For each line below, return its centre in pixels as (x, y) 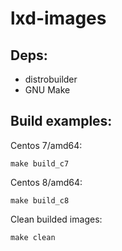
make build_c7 (40, 163)
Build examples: (61, 121)
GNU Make (47, 90)
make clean (33, 237)
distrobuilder (51, 79)
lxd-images (58, 18)
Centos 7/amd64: (46, 145)
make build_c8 (40, 200)
